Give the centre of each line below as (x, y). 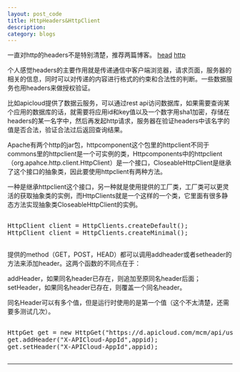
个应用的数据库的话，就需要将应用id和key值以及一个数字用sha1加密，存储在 (119, 112)
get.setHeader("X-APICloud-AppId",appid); (83, 347)
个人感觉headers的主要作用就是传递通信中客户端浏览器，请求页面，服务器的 (120, 70)
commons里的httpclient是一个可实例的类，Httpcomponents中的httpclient (115, 154)
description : (27, 27)
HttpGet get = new (40, 333)
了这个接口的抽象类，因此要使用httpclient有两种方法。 (87, 172)
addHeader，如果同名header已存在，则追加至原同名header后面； (104, 279)
